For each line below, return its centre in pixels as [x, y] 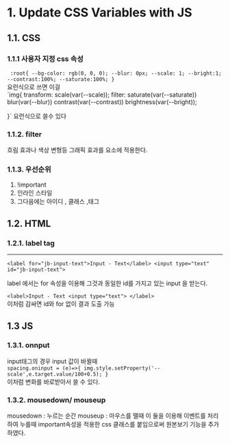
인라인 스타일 [35, 193]
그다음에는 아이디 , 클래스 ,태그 [58, 202]
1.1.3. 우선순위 [29, 169]
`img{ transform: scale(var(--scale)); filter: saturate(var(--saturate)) [102, 95]
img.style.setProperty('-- [122, 368]
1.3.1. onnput [28, 346]
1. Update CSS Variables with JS [100, 13]
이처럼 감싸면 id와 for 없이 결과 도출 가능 [61, 304]
